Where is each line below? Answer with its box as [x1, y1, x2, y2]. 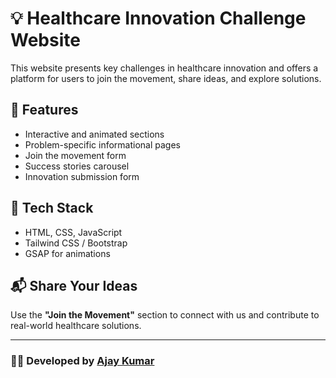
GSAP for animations [24, 247, 111, 259]
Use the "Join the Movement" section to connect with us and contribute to [10, 309, 320, 321]
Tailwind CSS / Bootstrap [24, 237, 128, 249]
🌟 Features [10, 102, 79, 119]
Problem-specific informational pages [24, 138, 181, 151]
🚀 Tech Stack [10, 200, 94, 217]
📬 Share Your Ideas [10, 277, 138, 294]
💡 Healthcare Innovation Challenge [10, 7, 307, 30]
